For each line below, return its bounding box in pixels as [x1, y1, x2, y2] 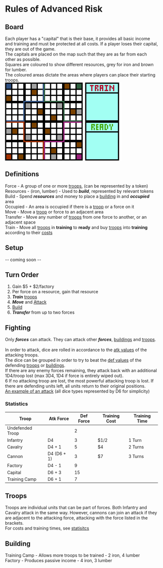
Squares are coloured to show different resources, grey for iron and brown [5, 62, 154, 67]
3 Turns [128, 453, 144, 459]
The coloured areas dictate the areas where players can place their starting [5, 72, 156, 77]
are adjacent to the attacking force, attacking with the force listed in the [5, 515, 148, 521]
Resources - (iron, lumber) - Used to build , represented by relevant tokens [5, 188, 154, 194]
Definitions [5, 170, 39, 178]
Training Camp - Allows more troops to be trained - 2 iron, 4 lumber [5, 552, 140, 558]
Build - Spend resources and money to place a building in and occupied [5, 193, 149, 199]
